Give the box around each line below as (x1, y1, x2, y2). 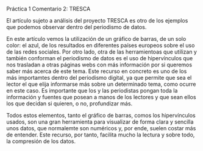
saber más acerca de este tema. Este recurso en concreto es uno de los (6, 68, 187, 75)
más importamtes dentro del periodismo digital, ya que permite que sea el (6, 74, 192, 81)
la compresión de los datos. (6, 138, 76, 145)
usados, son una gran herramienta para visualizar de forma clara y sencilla (6, 118, 194, 125)
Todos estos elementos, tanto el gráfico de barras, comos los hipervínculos (6, 112, 196, 119)
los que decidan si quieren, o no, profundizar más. (6, 100, 133, 107)
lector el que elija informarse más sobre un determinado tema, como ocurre (6, 80, 196, 88)
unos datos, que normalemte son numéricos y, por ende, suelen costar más (6, 125, 196, 132)
